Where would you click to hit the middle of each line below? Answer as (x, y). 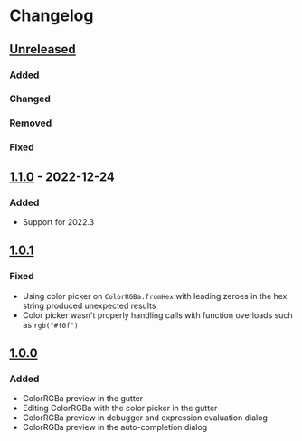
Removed (31, 123)
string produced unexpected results (89, 305)
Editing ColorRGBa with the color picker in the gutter (120, 408)
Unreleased (43, 49)
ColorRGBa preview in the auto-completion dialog (115, 427)
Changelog (52, 16)
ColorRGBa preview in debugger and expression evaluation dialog (145, 418)
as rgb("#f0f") (50, 324)
